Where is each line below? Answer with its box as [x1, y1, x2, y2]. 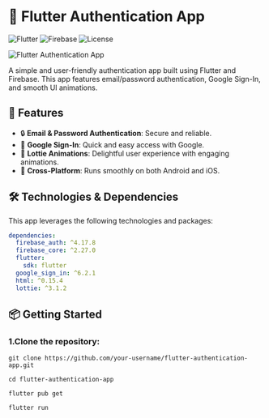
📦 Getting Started [8, 307, 103, 321]
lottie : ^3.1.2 [15, 284, 67, 292]
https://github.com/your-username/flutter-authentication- [44, 354, 249, 363]
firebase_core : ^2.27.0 [15, 246, 96, 254]
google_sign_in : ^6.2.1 [15, 269, 96, 277]
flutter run [8, 404, 49, 412]
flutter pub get [8, 390, 63, 398]
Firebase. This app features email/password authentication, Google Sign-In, [8, 74, 261, 83]
